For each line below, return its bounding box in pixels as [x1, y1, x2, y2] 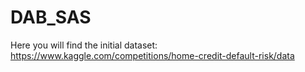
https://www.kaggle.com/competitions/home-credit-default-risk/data [10, 49, 295, 61]
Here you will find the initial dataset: [10, 39, 158, 51]
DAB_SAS [10, 6, 92, 29]
